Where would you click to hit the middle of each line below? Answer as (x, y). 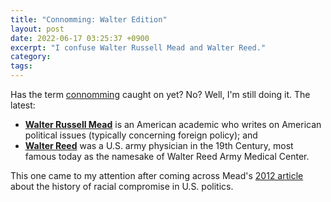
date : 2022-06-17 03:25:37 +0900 (80, 38)
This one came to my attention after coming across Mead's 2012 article (157, 175)
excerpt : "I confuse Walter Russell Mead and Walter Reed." (138, 47)
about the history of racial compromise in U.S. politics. (122, 186)
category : (31, 57)
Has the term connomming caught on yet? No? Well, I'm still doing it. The (160, 94)
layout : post (37, 29)
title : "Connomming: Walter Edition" (89, 19)
